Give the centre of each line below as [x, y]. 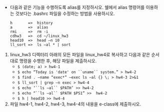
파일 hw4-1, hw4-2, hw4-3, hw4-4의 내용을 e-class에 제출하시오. [75, 104]
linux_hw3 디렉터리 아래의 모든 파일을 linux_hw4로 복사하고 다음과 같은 [80, 55]
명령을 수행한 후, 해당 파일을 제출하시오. [58, 61]
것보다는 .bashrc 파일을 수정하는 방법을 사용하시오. [65, 13]
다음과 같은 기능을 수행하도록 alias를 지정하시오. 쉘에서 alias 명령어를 [77, 7]
